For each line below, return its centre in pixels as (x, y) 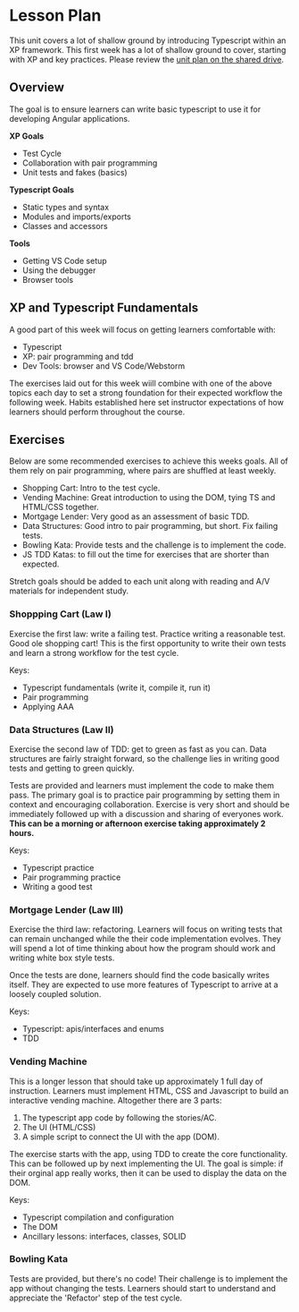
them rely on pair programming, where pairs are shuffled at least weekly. (143, 471)
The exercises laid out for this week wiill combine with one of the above (141, 383)
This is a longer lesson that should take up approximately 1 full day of (136, 1081)
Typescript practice (58, 867)
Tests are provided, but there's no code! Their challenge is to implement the (149, 1278)
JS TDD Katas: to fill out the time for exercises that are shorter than (145, 555)
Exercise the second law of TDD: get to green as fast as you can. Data (138, 749)
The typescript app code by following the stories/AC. (119, 1117)
